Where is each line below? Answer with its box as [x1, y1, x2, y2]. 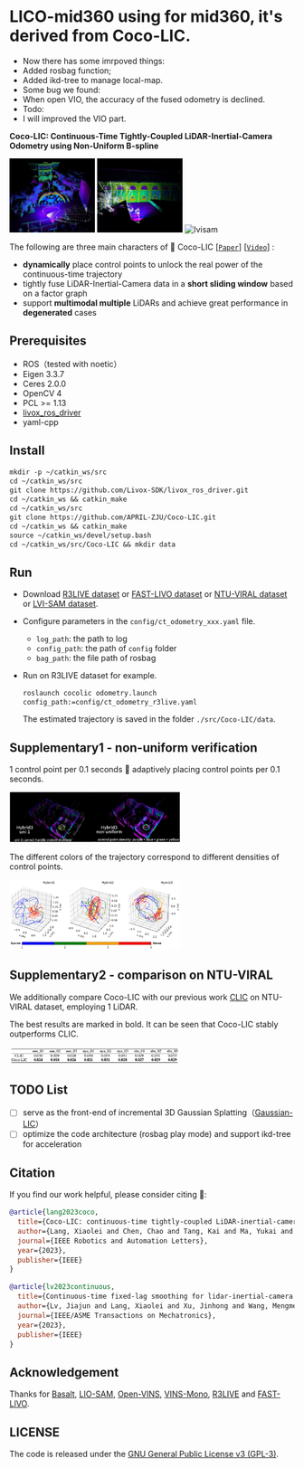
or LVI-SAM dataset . [22, 599, 99, 610]
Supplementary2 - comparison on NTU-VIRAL [9, 968, 273, 983]
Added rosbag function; [22, 65, 111, 76]
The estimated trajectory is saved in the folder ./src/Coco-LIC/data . [22, 714, 276, 725]
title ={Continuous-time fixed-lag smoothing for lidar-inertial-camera [17, 1292, 294, 1302]
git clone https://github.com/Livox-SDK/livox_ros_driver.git [9, 486, 249, 495]
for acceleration [22, 1139, 82, 1150]
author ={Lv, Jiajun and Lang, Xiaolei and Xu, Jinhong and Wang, [17, 1302, 270, 1311]
